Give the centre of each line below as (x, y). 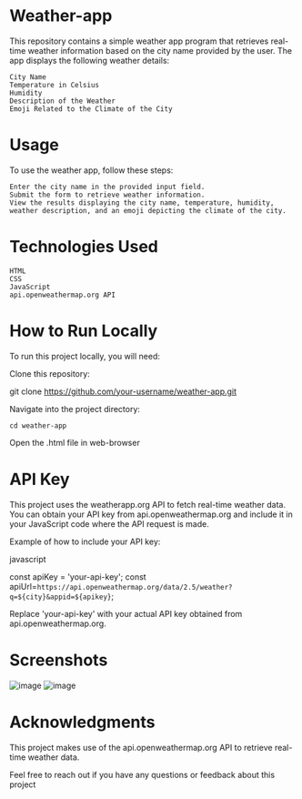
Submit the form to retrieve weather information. (107, 195)
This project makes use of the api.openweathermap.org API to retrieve (141, 747)
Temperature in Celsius (55, 85)
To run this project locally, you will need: (85, 356)
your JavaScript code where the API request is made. (109, 523)
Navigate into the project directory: (75, 409)
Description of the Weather (63, 101)
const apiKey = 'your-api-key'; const (78, 576)
